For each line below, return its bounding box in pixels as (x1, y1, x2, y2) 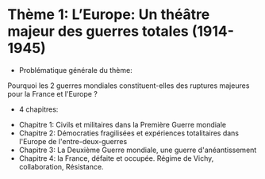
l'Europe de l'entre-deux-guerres (18, 136, 128, 146)
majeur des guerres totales (7, 22, 190, 40)
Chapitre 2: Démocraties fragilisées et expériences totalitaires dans (18, 128, 240, 138)
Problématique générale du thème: (18, 65, 132, 74)
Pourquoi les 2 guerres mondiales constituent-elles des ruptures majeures (7, 81, 250, 90)
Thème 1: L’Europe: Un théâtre (7, 6, 210, 24)
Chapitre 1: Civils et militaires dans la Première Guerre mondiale (18, 120, 227, 129)
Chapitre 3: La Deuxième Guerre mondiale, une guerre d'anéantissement (18, 145, 257, 154)
